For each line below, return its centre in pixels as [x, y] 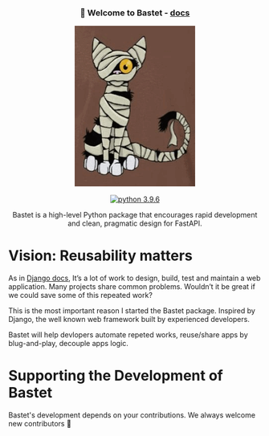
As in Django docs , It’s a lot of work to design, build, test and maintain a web [134, 278]
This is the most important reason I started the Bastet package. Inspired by [132, 311]
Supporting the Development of [116, 376]
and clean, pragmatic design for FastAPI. [135, 223]
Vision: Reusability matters [100, 256]
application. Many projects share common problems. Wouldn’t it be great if [132, 287]
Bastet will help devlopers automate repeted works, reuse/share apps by [128, 335]
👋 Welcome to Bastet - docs [135, 13]
